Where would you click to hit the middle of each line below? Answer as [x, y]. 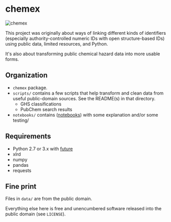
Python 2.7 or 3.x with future [43, 148]
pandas [21, 165]
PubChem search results [46, 109]
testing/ [21, 120]
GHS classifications [41, 104]
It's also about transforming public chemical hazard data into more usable [83, 54]
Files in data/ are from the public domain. [49, 199]
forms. [12, 59]
